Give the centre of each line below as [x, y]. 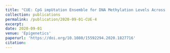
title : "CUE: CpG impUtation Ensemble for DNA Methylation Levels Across [86, 10]
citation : [16, 43]
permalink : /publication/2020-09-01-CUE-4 [51, 19]
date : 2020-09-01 [24, 29]
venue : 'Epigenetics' [28, 33]
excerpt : [15, 24]
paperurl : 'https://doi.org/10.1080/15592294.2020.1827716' [71, 38]
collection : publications [33, 15]
